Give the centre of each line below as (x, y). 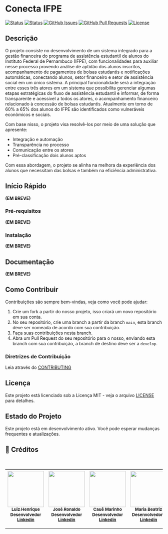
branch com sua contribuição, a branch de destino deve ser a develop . (85, 343)
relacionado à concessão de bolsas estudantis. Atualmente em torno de (79, 104)
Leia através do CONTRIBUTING (38, 367)
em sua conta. (27, 317)
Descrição (21, 38)
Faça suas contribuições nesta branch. (52, 333)
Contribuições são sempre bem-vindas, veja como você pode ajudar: (76, 302)
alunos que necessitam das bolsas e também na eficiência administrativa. (81, 170)
